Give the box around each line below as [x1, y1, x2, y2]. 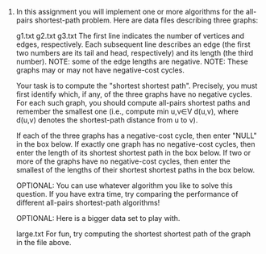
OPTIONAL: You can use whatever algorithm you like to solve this [15, 181, 233, 190]
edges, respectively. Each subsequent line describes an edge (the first [15, 40, 251, 49]
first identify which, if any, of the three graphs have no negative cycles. [15, 90, 252, 99]
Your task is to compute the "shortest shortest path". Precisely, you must [15, 81, 258, 90]
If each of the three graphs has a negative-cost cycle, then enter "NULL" [15, 131, 258, 140]
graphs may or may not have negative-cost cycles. [15, 65, 185, 75]
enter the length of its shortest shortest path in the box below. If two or [15, 148, 251, 157]
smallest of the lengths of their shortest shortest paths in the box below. [15, 165, 256, 174]
